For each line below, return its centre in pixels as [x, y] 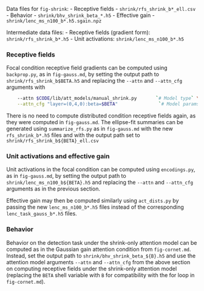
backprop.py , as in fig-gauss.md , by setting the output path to [83, 74]
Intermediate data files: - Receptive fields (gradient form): [78, 32]
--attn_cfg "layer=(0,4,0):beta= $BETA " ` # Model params [108, 104]
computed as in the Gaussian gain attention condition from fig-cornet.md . [99, 249]
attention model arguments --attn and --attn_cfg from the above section [98, 262]
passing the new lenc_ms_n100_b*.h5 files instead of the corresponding [95, 207]
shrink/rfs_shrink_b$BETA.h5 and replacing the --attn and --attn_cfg [94, 81]
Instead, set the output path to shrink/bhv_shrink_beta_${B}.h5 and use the [101, 256]
